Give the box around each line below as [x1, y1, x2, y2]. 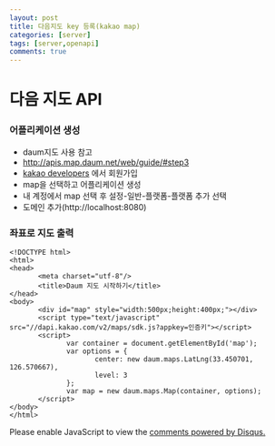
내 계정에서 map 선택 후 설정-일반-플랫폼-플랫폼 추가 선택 [22, 190, 227, 201]
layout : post [9, 13, 59, 23]
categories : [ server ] [9, 30, 92, 39]
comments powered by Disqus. [149, 426, 266, 437]
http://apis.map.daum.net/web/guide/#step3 [22, 157, 190, 167]
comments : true [9, 47, 67, 56]
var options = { [66, 347, 128, 356]
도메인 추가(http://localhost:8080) [22, 201, 147, 212]
